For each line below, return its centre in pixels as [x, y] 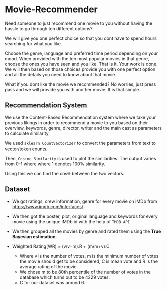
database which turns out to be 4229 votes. [65, 277]
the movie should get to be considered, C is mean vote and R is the [89, 261]
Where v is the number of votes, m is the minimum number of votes [89, 256]
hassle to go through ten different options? [49, 28]
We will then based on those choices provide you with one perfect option [80, 69]
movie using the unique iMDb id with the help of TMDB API [71, 221]
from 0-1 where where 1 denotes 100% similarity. [55, 164]
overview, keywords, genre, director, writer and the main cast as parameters [84, 128]
